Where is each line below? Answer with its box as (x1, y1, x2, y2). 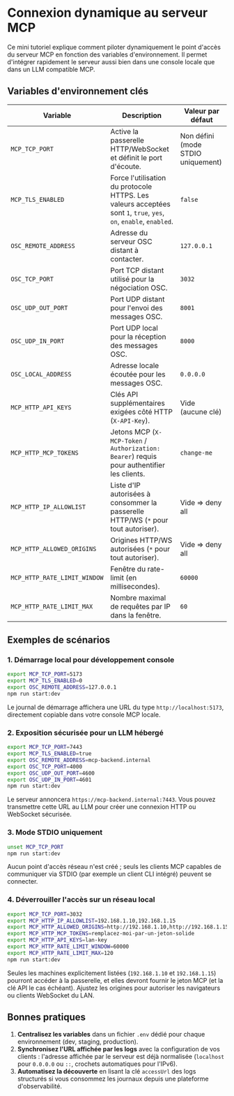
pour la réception (110, 332, 166, 342)
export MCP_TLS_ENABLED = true (7, 750, 92, 757)
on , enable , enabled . (110, 217, 174, 226)
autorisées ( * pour (110, 543, 171, 553)
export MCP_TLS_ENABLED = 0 (7, 678, 82, 685)
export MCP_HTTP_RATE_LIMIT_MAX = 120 (7, 949, 114, 956)
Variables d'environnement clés (7, 85, 149, 97)
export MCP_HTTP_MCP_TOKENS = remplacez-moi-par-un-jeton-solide (7, 930, 195, 937)
